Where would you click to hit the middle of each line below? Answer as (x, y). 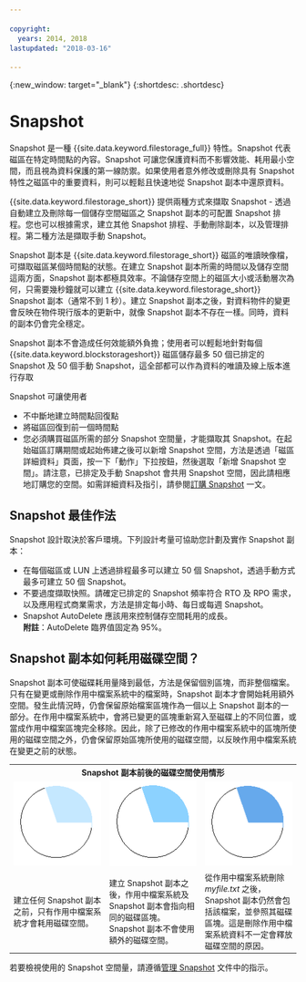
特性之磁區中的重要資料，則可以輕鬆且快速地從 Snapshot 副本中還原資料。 (149, 182)
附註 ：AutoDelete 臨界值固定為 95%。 (94, 627)
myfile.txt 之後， (235, 888)
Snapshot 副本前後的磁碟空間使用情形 (153, 773)
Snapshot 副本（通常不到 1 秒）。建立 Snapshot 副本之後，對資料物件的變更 (150, 301)
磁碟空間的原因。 (236, 946)
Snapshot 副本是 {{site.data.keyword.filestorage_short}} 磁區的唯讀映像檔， (151, 255)
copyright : (30, 29)
